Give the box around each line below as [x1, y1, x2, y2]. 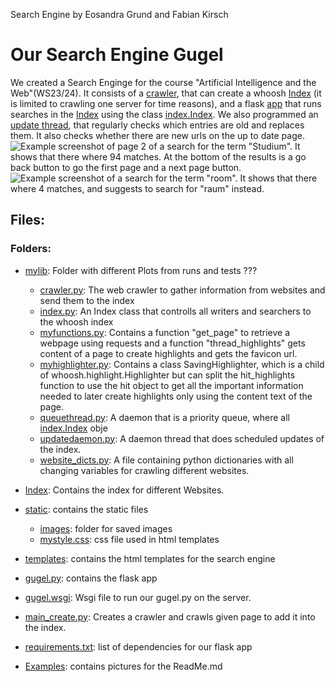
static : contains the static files [24, 503, 149, 515]
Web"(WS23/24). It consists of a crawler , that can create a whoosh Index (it [10, 87, 322, 99]
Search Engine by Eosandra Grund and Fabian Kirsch [10, 9, 229, 20]
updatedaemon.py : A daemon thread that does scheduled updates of [39, 432, 325, 444]
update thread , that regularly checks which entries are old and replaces [10, 119, 305, 131]
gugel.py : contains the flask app [24, 572, 158, 584]
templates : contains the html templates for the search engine [24, 552, 276, 564]
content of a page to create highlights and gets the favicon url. [39, 347, 298, 359]
